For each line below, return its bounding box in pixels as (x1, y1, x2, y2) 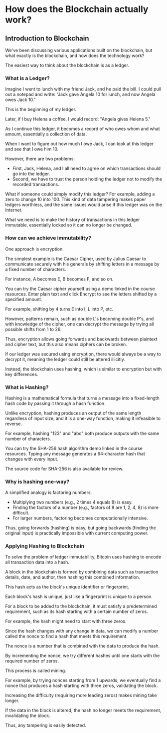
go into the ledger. (12, 171, 50, 177)
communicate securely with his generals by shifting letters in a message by (5, 261, 160, 267)
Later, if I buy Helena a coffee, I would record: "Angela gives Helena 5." (5, 116, 151, 122)
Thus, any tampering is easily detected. (5, 722, 86, 728)
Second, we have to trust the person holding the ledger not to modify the (12, 176, 163, 182)
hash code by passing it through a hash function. (5, 400, 106, 406)
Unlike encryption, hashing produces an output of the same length (5, 410, 142, 416)
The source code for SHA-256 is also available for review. (5, 465, 124, 471)
